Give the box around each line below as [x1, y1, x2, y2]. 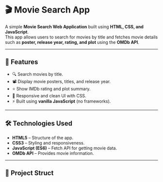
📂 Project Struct [5, 169, 54, 177]
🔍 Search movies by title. [12, 71, 63, 77]
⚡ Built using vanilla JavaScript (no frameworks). [12, 98, 111, 104]
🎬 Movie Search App [5, 4, 90, 16]
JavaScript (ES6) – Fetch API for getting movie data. [12, 145, 117, 151]
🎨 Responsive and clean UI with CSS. [12, 92, 86, 98]
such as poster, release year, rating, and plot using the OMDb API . [5, 39, 140, 45]
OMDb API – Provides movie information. [12, 150, 94, 156]
